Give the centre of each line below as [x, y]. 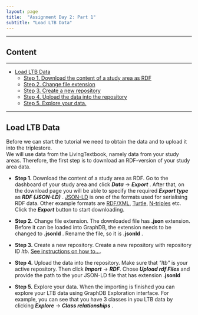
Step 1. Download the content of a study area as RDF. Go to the [92, 178]
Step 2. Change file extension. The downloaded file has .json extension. [102, 221]
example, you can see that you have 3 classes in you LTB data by [94, 299]
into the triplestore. [29, 148]
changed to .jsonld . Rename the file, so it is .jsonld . [79, 233]
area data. [18, 167]
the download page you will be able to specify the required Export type [101, 191]
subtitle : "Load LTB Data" [39, 22]
